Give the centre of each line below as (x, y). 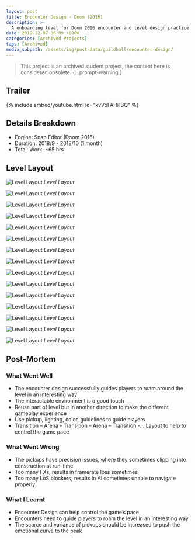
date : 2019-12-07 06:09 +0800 (43, 33)
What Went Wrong (33, 446)
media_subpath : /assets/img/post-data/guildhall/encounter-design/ (90, 50)
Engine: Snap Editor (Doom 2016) (54, 137)
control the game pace (42, 432)
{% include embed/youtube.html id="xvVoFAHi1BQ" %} (72, 105)
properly (25, 484)
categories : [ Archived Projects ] (47, 39)
